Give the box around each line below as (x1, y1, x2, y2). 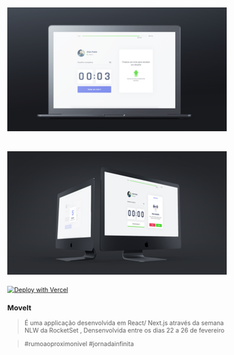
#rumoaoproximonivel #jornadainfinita (24, 340, 134, 348)
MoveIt (7, 303, 32, 313)
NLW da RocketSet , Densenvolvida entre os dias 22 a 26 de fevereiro (24, 326, 225, 335)
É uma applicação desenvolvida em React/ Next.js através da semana (24, 319, 224, 327)
